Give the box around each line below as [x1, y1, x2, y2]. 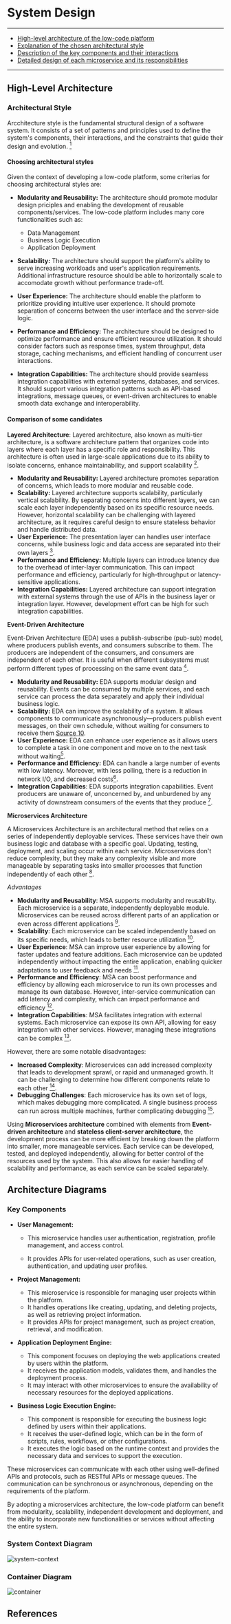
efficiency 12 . [16, 1002, 54, 1012]
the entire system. [7, 1522, 58, 1530]
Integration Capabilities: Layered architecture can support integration [16, 585, 217, 593]
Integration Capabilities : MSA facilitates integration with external [16, 1010, 202, 1019]
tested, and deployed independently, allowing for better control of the [7, 1149, 204, 1158]
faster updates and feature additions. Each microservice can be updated [16, 950, 223, 958]
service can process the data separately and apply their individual [16, 692, 204, 700]
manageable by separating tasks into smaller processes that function [7, 861, 203, 869]
